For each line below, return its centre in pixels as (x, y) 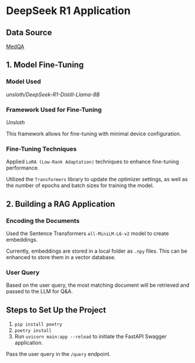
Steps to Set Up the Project (56, 310)
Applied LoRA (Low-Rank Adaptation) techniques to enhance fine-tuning (93, 162)
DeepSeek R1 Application (68, 11)
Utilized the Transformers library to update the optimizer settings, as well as (97, 179)
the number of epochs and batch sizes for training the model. (80, 185)
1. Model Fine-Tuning (45, 65)
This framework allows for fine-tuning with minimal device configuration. (94, 134)
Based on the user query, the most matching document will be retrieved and (98, 285)
